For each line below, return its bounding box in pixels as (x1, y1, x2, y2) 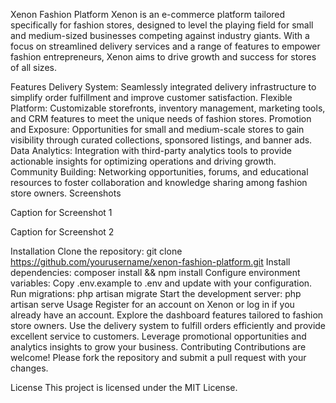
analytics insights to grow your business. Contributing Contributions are (10, 341, 307, 353)
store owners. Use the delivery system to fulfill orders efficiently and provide (10, 320, 326, 331)
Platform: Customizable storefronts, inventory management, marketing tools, (10, 102, 326, 114)
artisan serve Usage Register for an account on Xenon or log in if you (10, 299, 295, 310)
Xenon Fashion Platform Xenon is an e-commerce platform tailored (10, 9, 286, 20)
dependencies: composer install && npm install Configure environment (10, 267, 301, 278)
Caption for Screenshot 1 (10, 207, 113, 218)
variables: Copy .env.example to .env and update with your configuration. (10, 277, 313, 289)
